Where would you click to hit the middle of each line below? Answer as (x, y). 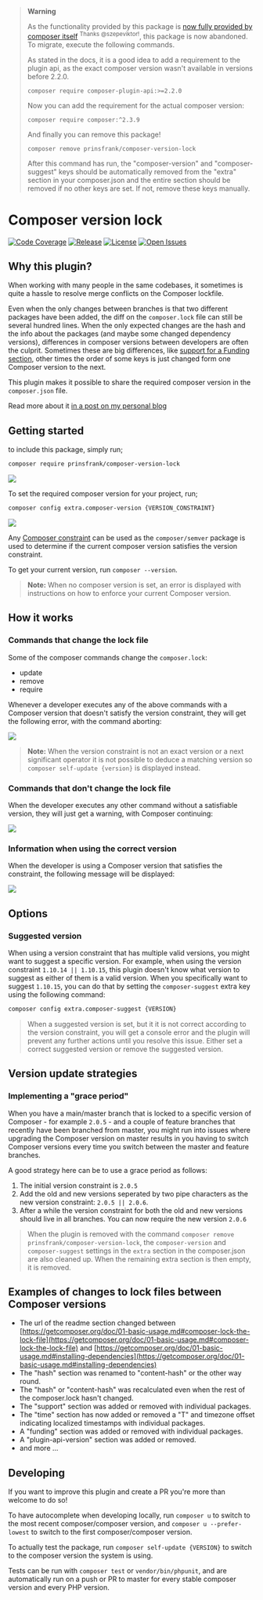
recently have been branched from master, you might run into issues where (129, 1130)
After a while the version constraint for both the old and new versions (131, 1210)
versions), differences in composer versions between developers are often (128, 342)
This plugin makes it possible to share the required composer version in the (130, 382)
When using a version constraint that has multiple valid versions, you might (129, 952)
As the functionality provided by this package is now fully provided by (140, 26)
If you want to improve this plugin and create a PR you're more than (117, 1492)
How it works (41, 618)
